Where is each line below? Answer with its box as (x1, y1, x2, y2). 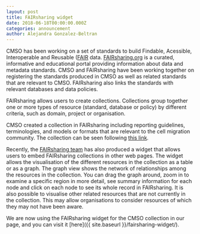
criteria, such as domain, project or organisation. (6, 110, 125, 117)
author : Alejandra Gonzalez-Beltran (6, 31, 97, 37)
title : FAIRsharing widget (6, 14, 73, 20)
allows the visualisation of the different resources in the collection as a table (6, 159, 193, 166)
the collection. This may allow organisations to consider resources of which (6, 197, 192, 204)
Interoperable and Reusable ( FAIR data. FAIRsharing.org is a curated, (6, 54, 175, 61)
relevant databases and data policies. (6, 86, 99, 93)
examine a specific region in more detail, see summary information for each (6, 178, 192, 185)
